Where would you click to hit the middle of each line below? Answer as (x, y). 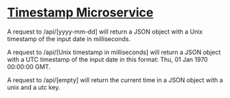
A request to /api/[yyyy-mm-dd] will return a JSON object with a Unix (105, 32)
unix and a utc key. (34, 87)
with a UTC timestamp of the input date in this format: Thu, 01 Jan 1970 (107, 59)
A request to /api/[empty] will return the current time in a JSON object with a (115, 79)
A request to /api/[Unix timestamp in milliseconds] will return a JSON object (114, 52)
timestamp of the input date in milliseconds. (69, 38)
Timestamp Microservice (80, 13)
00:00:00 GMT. (29, 66)
